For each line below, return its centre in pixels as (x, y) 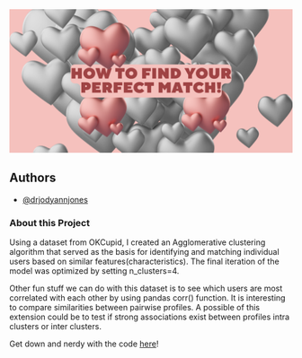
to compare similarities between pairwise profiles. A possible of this (135, 308)
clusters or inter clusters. (55, 327)
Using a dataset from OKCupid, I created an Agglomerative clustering (138, 242)
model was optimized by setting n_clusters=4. (94, 271)
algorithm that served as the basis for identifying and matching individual (145, 252)
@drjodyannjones (55, 199)
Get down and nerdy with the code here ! (84, 344)
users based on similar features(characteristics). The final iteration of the (145, 262)
